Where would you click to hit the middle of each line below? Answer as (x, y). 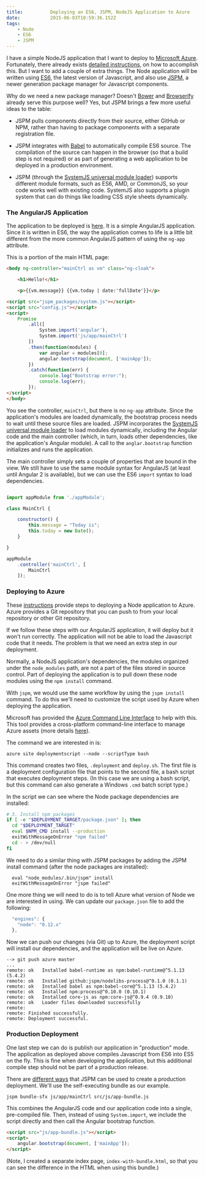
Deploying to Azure (36, 592)
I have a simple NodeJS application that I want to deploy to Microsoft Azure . (102, 58)
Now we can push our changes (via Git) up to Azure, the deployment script (101, 942)
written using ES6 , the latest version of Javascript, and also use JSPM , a (98, 78)
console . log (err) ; (62, 382)
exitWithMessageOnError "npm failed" (60, 837)
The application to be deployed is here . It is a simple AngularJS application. (101, 226)
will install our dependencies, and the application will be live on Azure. (95, 948)
